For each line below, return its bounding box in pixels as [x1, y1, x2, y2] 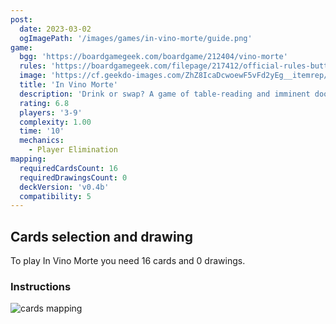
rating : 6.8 [19, 98, 70, 108]
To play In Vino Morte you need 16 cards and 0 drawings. [10, 255, 246, 267]
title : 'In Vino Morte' [19, 80, 118, 90]
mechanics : [19, 136, 65, 146]
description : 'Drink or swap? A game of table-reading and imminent [19, 89, 311, 99]
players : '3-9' [19, 107, 83, 118]
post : [10, 14, 33, 25]
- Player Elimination [28, 145, 118, 155]
